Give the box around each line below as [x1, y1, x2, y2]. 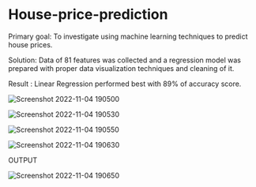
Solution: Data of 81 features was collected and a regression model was [8, 55, 241, 65]
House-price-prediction [8, 6, 168, 24]
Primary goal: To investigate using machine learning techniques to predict [8, 32, 248, 41]
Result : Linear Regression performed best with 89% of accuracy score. [8, 79, 242, 88]
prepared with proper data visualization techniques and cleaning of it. [8, 63, 235, 73]
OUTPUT [8, 155, 38, 165]
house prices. [8, 39, 53, 49]
